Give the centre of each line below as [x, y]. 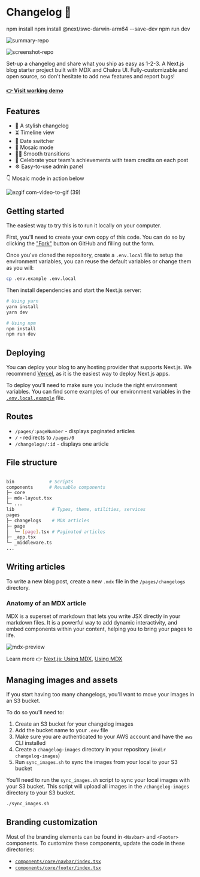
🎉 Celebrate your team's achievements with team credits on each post [101, 160]
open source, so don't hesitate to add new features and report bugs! [90, 76]
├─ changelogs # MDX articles [48, 520]
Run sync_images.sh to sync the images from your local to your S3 [96, 762]
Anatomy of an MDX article [46, 603]
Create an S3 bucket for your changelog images [74, 724]
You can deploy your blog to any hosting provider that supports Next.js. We [99, 367]
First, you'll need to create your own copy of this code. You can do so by [96, 237]
